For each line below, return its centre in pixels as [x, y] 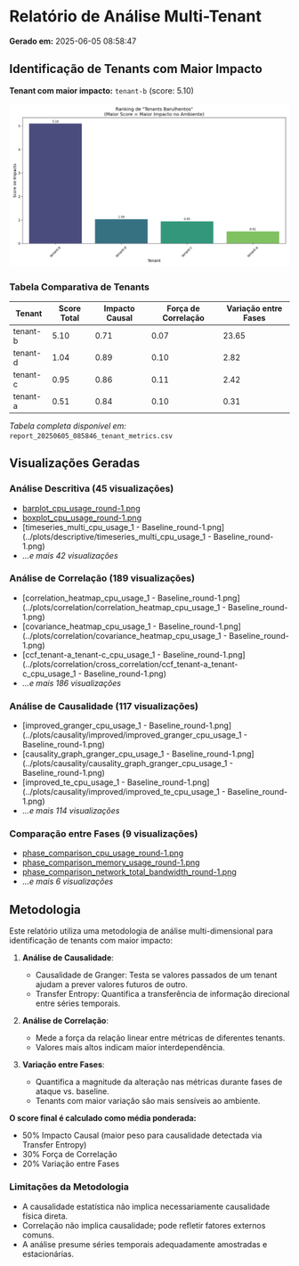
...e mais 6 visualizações [68, 882]
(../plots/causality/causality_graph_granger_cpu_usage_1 [125, 764]
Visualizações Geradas [75, 464]
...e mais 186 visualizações [72, 682]
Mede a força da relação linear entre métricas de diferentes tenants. [160, 1038]
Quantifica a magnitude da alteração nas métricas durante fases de [159, 1082]
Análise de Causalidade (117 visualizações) [104, 706]
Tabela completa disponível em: [68, 426]
